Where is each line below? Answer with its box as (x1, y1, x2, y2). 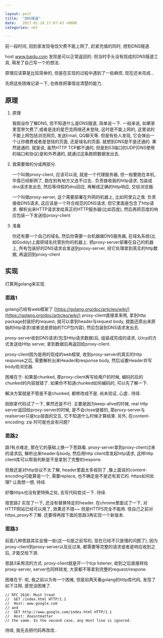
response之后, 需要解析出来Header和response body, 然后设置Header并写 (5, 358, 152, 363)
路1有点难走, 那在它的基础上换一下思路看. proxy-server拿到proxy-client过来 (5, 444, 156, 450)
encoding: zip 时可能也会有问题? (5, 419, 70, 425)
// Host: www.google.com (5, 601, 57, 606)
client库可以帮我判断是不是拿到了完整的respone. (5, 457, 102, 462)
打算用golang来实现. (5, 281, 46, 287)
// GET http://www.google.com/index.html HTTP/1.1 (5, 609, 112, 615)
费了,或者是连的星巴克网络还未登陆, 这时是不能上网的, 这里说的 (29, 126, 155, 132)
